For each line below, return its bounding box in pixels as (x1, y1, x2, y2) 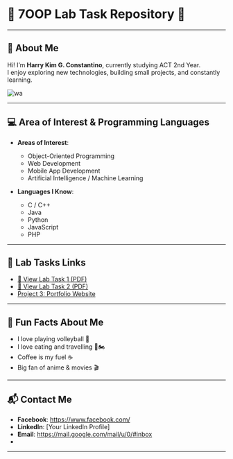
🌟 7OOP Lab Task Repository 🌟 (7, 6, 186, 22)
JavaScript (27, 223, 59, 231)
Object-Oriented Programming (27, 152, 115, 160)
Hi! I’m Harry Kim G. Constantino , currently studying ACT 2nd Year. (7, 60, 201, 69)
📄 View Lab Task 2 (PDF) (17, 282, 89, 291)
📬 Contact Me (7, 393, 72, 405)
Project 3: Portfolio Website (17, 290, 96, 298)
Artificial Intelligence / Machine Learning (27, 173, 144, 182)
